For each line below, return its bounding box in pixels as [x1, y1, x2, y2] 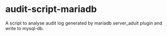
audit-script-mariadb [5, 3, 97, 15]
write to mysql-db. [5, 25, 44, 31]
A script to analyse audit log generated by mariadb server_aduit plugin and [5, 20, 162, 26]
